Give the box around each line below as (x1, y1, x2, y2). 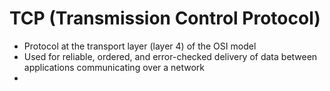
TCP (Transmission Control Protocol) (9, 7, 321, 30)
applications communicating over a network (23, 61, 206, 73)
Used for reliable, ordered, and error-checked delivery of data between (23, 50, 318, 62)
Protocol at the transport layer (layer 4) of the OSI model (23, 40, 257, 52)
